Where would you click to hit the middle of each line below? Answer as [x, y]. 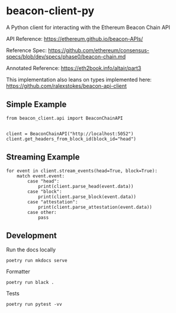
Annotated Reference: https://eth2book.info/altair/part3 [74, 68]
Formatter [18, 272]
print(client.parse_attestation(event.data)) [95, 207]
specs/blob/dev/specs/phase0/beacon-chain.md [66, 56]
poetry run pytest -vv [34, 304]
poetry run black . [30, 283]
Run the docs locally [31, 250]
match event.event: [41, 176]
